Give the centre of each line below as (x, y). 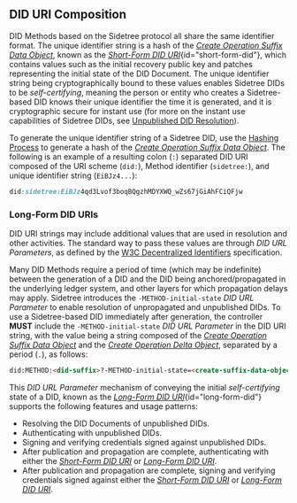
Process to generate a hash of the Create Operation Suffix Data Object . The (147, 147)
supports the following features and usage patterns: (104, 406)
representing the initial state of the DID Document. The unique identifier (139, 74)
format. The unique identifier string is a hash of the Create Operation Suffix (146, 45)
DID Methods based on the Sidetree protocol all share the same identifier (142, 35)
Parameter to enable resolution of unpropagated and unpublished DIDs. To (145, 307)
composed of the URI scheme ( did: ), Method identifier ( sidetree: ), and (139, 166)
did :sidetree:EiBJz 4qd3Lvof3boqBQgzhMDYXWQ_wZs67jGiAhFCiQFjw (126, 191)
